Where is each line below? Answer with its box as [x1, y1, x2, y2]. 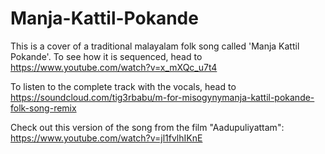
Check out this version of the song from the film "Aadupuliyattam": [10, 121, 285, 133]
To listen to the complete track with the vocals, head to [10, 80, 237, 92]
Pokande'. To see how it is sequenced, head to [10, 50, 203, 62]
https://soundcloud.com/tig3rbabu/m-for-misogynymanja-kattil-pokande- [10, 91, 315, 103]
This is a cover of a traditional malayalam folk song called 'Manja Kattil [10, 40, 300, 52]
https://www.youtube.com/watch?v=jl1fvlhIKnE [10, 132, 203, 144]
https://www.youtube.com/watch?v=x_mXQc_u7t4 [10, 61, 218, 73]
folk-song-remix [10, 102, 77, 114]
